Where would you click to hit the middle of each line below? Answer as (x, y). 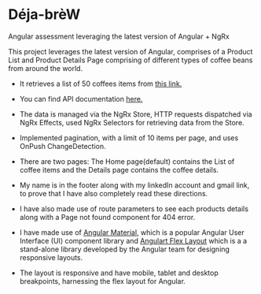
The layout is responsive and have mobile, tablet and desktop (119, 273)
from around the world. (46, 68)
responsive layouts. (51, 257)
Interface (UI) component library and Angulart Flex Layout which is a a (133, 240)
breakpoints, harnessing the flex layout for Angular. (103, 281)
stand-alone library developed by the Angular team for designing (125, 249)
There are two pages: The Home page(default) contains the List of (127, 161)
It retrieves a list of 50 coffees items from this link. (101, 84)
